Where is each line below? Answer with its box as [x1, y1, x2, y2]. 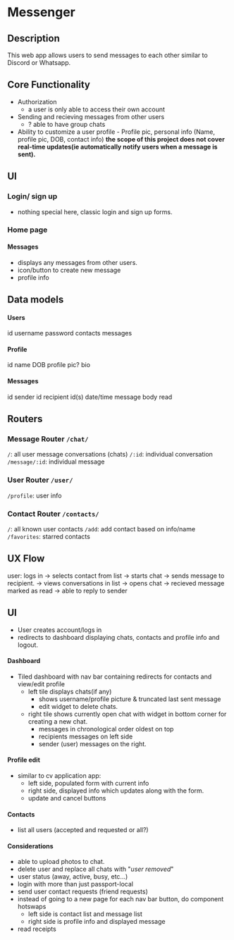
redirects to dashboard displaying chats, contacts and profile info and [17, 633, 220, 641]
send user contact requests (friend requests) [17, 887, 148, 896]
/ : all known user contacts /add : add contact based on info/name [7, 524, 196, 533]
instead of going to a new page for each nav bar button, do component [17, 895, 224, 903]
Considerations [7, 841, 54, 850]
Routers [7, 413, 43, 425]
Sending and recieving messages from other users [17, 112, 165, 120]
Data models [7, 294, 64, 306]
